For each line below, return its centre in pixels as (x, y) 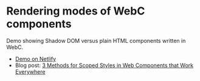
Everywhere (30, 71)
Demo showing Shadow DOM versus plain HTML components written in (96, 40)
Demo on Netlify (36, 59)
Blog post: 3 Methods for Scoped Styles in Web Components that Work (104, 65)
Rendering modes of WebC (76, 11)
